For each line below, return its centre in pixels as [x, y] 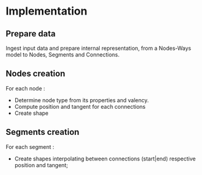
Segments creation [43, 132]
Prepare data [31, 34]
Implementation [47, 11]
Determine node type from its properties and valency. [82, 100]
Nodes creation [36, 74]
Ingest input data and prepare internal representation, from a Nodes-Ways [99, 48]
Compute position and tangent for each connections [80, 106]
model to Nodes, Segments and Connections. [63, 55]
